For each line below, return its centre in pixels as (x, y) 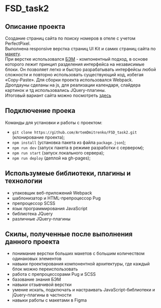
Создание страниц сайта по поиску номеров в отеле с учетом (70, 38)
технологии (24, 181)
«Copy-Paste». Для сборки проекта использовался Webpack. (69, 80)
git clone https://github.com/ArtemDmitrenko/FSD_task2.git (74, 132)
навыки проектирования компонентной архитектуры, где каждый (81, 264)
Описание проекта (35, 27)
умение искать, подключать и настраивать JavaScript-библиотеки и (83, 290)
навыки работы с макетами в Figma (49, 300)
